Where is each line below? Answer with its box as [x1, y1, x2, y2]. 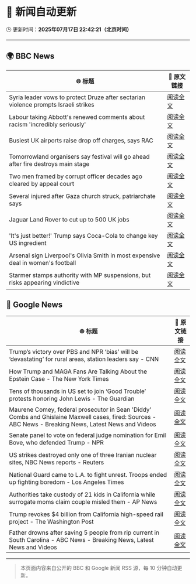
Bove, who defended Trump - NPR [9, 438, 104, 446]
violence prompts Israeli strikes [9, 100, 94, 108]
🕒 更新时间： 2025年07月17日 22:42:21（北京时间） [6, 26, 132, 33]
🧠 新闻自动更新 [6, 5, 77, 19]
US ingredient [9, 238, 47, 247]
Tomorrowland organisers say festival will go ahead [9, 152, 150, 160]
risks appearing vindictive [9, 278, 80, 286]
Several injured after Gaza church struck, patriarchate [9, 192, 156, 200]
